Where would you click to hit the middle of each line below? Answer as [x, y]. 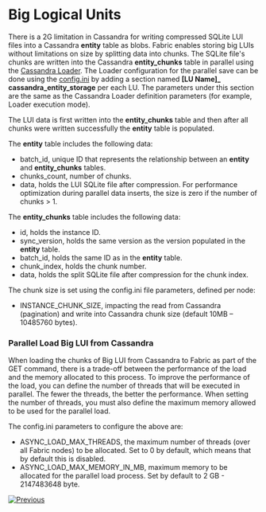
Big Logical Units [65, 15]
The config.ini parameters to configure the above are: [96, 427]
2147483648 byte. [50, 484]
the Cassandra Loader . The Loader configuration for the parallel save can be [133, 70]
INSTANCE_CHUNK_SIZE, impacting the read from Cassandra [120, 305]
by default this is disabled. [63, 459]
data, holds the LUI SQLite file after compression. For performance [129, 184]
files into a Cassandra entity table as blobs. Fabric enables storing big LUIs [131, 45]
